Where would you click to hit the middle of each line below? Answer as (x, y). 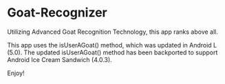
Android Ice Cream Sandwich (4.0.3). (60, 59)
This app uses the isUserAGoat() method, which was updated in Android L (112, 45)
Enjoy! (16, 73)
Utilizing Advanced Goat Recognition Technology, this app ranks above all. (113, 32)
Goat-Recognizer (57, 13)
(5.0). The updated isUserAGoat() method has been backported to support (112, 52)
